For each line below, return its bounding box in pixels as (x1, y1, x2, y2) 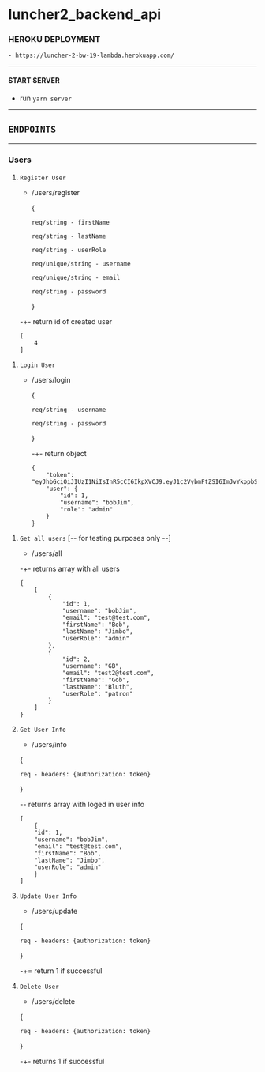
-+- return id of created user (19, 316, 113, 326)
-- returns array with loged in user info (19, 799, 144, 809)
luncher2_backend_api (8, 6, 162, 24)
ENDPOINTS (8, 124, 57, 135)
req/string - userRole (31, 246, 106, 254)
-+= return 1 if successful (19, 966, 103, 976)
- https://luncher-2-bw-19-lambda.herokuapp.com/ (8, 51, 175, 60)
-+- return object (31, 448, 87, 458)
